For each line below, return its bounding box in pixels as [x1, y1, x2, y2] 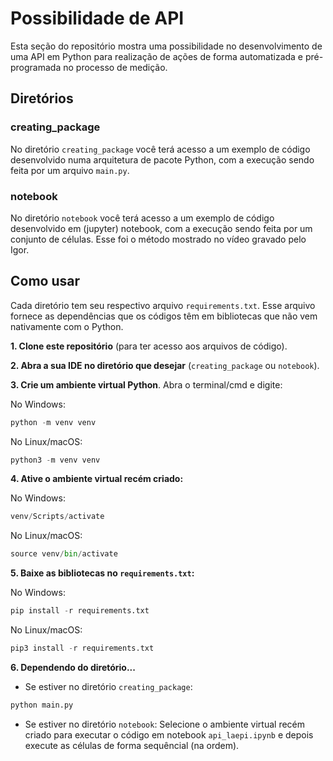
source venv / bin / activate [10, 549, 118, 559]
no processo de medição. [63, 61, 168, 73]
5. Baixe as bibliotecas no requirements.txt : [10, 567, 195, 579]
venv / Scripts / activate [10, 512, 105, 522]
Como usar [10, 273, 81, 290]
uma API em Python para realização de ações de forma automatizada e [10, 50, 304, 62]
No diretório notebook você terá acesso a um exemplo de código [10, 212, 275, 224]
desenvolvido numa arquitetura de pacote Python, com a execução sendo [10, 153, 315, 166]
